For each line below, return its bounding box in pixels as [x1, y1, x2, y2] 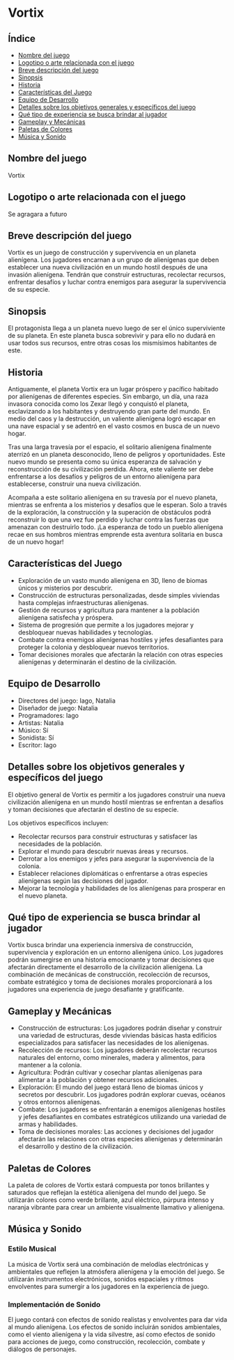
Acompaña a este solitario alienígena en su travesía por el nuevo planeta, [8, 493, 218, 502]
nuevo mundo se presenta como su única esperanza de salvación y [8, 458, 202, 466]
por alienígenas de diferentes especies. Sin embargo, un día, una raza [8, 392, 208, 401]
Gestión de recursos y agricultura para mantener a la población [17, 606, 200, 614]
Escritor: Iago [17, 740, 57, 749]
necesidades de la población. [17, 839, 103, 847]
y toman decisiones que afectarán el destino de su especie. [8, 805, 179, 813]
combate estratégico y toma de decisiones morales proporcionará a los [8, 978, 213, 986]
